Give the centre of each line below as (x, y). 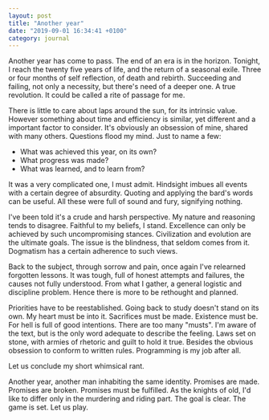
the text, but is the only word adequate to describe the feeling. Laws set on (132, 333)
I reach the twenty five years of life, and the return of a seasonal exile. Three (135, 70)
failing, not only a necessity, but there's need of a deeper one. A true (122, 87)
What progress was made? (64, 161)
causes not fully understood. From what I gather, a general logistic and (125, 284)
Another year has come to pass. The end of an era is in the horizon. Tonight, (134, 61)
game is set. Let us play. (48, 407)
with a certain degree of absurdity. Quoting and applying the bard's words (131, 193)
